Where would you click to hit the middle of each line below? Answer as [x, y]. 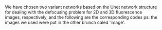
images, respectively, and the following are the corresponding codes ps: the [81, 17]
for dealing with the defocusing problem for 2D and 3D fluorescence [74, 12]
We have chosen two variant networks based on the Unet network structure [81, 7]
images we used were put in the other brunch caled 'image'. [65, 22]
